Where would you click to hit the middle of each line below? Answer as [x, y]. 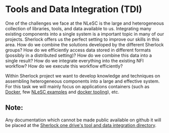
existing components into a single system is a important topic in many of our [85, 34]
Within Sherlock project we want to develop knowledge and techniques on [83, 76]
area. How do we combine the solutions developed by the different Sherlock [85, 44]
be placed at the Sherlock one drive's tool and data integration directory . [81, 125]
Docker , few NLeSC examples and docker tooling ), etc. [62, 92]
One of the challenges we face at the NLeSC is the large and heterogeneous [85, 23]
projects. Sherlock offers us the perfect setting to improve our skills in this [82, 39]
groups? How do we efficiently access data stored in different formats [78, 50]
